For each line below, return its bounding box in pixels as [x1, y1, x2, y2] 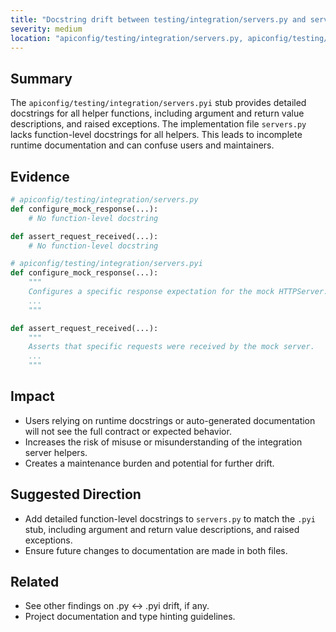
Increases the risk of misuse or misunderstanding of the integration [24, 436, 303, 448]
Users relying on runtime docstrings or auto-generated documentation [24, 414, 316, 426]
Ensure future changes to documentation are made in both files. [24, 544, 288, 556]
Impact [10, 388, 55, 405]
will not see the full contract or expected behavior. [24, 425, 232, 437]
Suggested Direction [10, 486, 142, 503]
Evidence [10, 168, 70, 185]
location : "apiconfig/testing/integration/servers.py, [10, 33, 244, 43]
